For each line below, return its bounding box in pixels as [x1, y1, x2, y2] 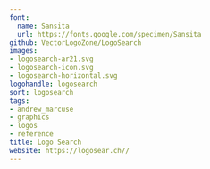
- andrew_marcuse [9, 105, 74, 114]
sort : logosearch [9, 88, 74, 97]
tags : [9, 96, 29, 106]
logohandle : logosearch [9, 80, 98, 89]
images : [9, 46, 38, 55]
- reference [9, 130, 54, 139]
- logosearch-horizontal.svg [9, 72, 118, 80]
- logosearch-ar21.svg [9, 55, 94, 63]
